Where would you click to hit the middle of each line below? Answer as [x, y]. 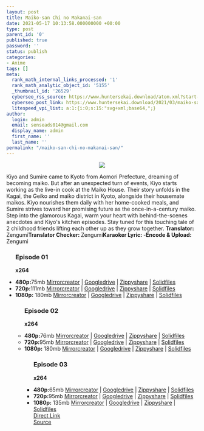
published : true [27, 40]
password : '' [23, 46]
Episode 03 [50, 365]
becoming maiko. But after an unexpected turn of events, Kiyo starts [92, 183]
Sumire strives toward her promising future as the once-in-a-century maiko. [101, 209]
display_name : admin [38, 131]
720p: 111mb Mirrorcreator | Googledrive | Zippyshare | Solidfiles [95, 288]
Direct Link [47, 415]
